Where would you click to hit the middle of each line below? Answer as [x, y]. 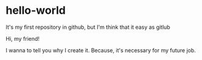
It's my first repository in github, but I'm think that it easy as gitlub [88, 27]
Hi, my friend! [23, 38]
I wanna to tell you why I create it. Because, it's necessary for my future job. [101, 50]
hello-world [36, 10]
